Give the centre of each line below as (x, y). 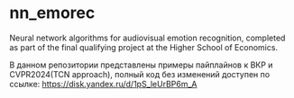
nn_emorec (52, 13)
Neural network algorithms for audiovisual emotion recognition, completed (147, 38)
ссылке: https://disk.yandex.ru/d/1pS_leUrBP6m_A (103, 84)
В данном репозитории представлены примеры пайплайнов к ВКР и (141, 65)
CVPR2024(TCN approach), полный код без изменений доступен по (140, 74)
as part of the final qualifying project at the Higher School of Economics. (143, 47)
